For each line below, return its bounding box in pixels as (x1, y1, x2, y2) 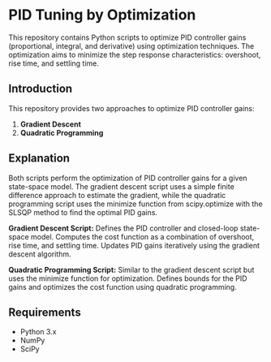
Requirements (8, 305, 81, 319)
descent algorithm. (8, 249, 71, 259)
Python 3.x (19, 327, 57, 337)
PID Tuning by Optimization (8, 6, 196, 24)
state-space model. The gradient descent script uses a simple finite (8, 181, 235, 192)
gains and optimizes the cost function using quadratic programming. (8, 282, 237, 291)
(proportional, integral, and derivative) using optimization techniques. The (8, 41, 255, 50)
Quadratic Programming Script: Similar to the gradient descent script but (8, 265, 255, 274)
